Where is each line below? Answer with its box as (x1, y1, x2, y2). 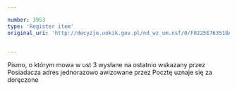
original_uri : (7, 29, 49, 36)
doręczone (7, 76, 39, 84)
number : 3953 (7, 16, 46, 23)
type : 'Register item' (7, 22, 74, 30)
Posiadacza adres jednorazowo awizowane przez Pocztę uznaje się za (7, 68, 213, 77)
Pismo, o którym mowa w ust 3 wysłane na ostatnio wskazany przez (7, 61, 206, 69)
